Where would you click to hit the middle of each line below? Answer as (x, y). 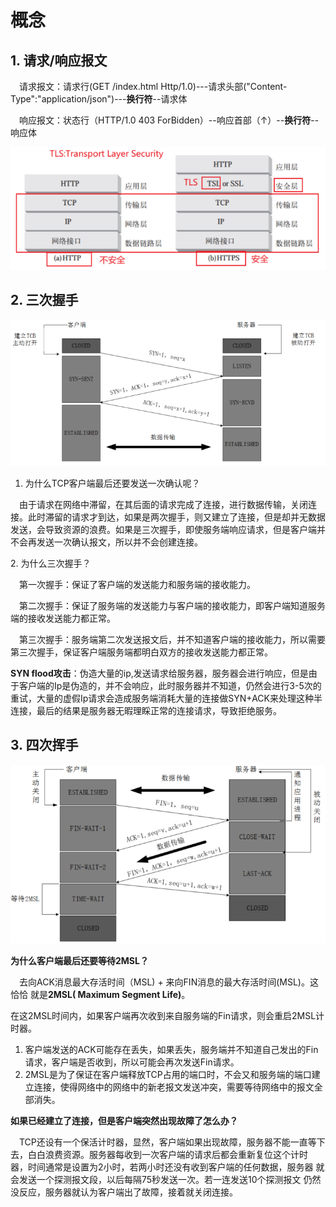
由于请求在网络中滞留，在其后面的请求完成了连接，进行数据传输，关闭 (163, 504)
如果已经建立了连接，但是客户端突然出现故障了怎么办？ (124, 1120)
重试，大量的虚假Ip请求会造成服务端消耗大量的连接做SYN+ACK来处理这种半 (166, 698)
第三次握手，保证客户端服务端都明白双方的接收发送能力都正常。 (141, 652)
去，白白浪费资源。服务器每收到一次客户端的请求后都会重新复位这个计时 (159, 1154)
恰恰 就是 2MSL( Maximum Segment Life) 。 (100, 994)
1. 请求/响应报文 (59, 60)
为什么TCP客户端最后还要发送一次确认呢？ (112, 483)
